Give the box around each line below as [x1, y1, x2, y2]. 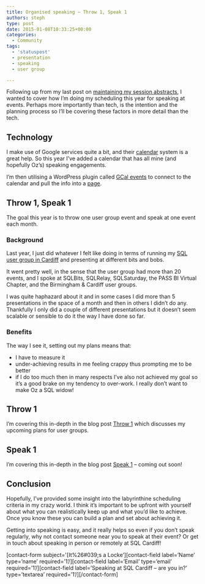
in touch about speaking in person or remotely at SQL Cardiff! [6, 539, 162, 547]
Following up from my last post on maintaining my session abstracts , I [6, 88, 182, 96]
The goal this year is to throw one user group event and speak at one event [6, 214, 196, 221]
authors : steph [6, 15, 45, 21]
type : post [6, 20, 34, 26]
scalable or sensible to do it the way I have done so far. [6, 312, 146, 320]
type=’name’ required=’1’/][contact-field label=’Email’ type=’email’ [6, 558, 173, 565]
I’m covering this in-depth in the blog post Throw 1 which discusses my [6, 420, 185, 428]
